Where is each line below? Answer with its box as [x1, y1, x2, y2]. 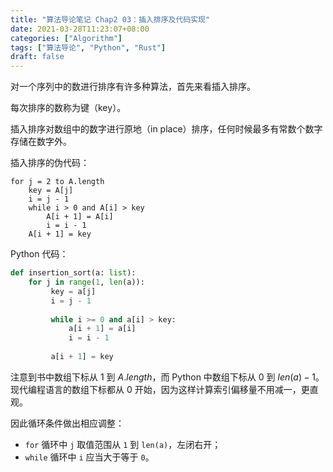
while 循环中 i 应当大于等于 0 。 [24, 451, 155, 463]
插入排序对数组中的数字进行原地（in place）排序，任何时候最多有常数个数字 [10, 123, 323, 135]
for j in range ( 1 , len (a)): [28, 277, 145, 287]
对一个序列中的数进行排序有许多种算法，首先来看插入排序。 [10, 81, 256, 93]
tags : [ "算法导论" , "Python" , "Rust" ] [10, 42, 167, 53]
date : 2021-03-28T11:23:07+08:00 [10, 24, 150, 34]
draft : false [10, 52, 65, 62]
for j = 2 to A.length [10, 177, 105, 187]
